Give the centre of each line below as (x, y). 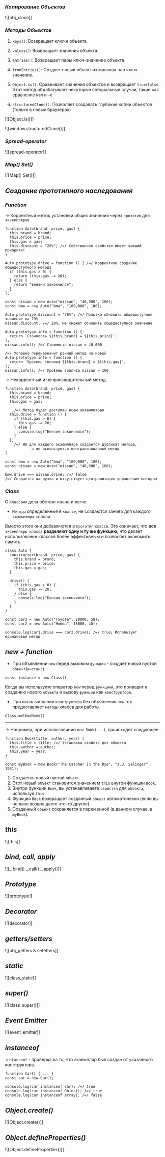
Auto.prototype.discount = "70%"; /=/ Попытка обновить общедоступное (79, 315)
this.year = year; (28, 751)
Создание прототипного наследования (69, 191)
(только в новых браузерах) (41, 110)
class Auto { (18, 551)
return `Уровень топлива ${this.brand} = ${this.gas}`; (68, 362)
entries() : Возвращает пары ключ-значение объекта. (69, 60)
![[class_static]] (21, 978)
